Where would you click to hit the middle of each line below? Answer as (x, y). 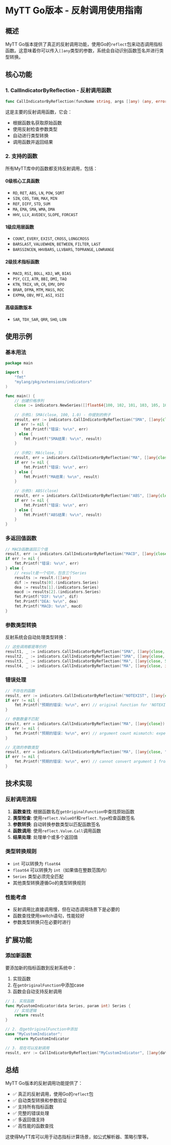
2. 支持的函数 (21, 156)
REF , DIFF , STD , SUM (31, 204)
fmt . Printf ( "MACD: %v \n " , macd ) (49, 606)
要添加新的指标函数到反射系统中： (41, 968)
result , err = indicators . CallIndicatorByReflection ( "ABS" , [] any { (87, 496)
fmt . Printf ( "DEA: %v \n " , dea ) (47, 602)
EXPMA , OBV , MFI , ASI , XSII (38, 295)
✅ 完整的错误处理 (31, 1113)
